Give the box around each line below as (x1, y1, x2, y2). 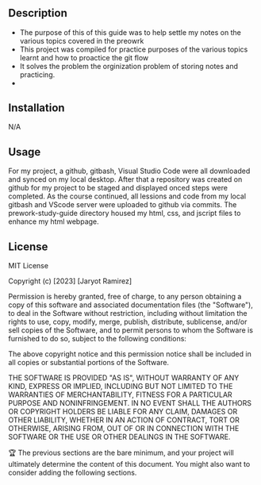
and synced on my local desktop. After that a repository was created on (8, 175, 243, 184)
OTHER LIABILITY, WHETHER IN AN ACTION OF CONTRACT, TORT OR (8, 415, 240, 425)
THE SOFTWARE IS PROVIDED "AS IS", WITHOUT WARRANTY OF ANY (8, 373, 240, 383)
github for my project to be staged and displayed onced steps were (8, 183, 228, 193)
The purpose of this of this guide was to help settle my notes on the (19, 27, 242, 37)
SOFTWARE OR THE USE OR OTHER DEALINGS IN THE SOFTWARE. (8, 432, 231, 442)
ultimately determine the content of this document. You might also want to (8, 460, 251, 469)
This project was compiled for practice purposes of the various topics (19, 44, 248, 54)
